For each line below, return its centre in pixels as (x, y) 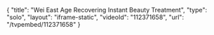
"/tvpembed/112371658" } (44, 24)
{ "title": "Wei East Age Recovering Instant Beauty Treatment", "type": (107, 10)
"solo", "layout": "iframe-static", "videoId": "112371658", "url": (95, 17)
